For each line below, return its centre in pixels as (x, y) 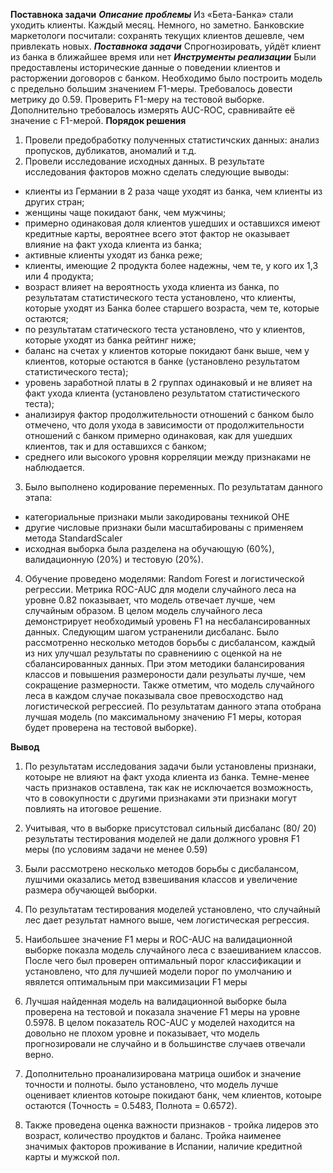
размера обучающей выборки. (91, 890)
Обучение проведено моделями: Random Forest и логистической (164, 578)
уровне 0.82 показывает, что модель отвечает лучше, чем (150, 600)
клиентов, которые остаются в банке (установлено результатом (162, 361)
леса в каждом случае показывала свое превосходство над (153, 695)
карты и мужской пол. (72, 1157)
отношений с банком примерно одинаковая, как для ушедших (158, 435)
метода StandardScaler (73, 538)
